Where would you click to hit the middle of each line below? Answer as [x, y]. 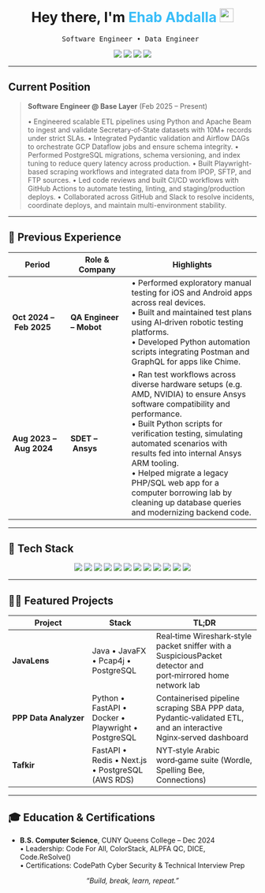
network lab [178, 686]
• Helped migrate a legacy [180, 473]
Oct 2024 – [34, 317]
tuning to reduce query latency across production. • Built [120, 163]
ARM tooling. [155, 463]
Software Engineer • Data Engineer [131, 39]
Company [97, 270]
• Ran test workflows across [184, 374]
